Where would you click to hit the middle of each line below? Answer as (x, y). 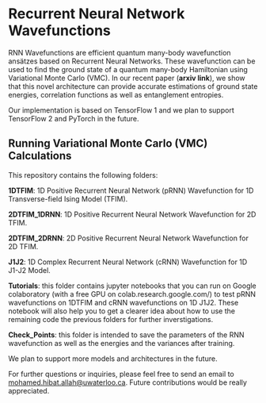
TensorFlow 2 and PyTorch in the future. (74, 118)
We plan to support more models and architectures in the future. (113, 359)
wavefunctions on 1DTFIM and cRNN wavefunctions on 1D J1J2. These (123, 302)
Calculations (40, 156)
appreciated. (29, 390)
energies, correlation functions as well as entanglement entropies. (116, 94)
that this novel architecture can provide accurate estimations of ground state (133, 86)
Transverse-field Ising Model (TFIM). (68, 198)
